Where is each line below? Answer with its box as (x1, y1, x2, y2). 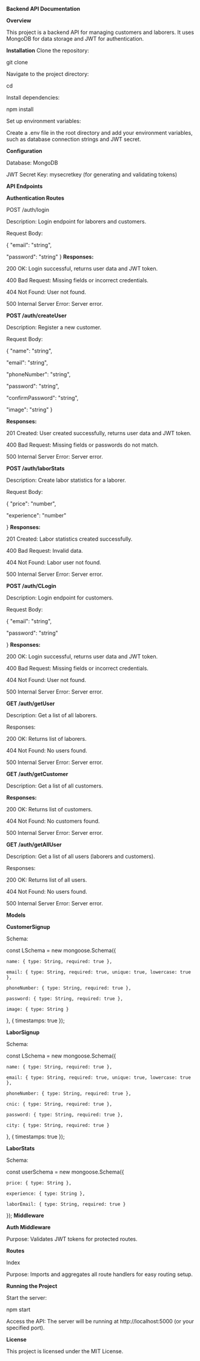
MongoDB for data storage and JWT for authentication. (6, 35, 144, 42)
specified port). (6, 1324, 45, 1331)
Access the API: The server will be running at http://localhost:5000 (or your (6, 1318, 194, 1325)
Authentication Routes (6, 194, 65, 201)
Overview (6, 17, 32, 24)
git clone (6, 59, 28, 66)
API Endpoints (6, 183, 43, 190)
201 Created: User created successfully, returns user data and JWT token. (6, 430, 192, 436)
